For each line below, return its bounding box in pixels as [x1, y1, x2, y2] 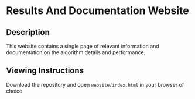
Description [6, 27, 50, 37]
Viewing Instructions [6, 66, 84, 76]
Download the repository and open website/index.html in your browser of [6, 81, 184, 88]
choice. [6, 87, 25, 94]
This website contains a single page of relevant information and [6, 43, 159, 49]
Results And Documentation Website [6, 4, 189, 17]
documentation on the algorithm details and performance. [6, 49, 146, 56]
